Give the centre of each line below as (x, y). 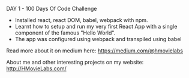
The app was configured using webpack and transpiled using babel (98, 39)
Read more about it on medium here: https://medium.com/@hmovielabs (94, 51)
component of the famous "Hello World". (65, 33)
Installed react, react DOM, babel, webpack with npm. (81, 20)
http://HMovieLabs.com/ (37, 68)
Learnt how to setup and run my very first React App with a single (96, 26)
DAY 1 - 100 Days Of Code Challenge (52, 9)
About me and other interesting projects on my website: (75, 62)
